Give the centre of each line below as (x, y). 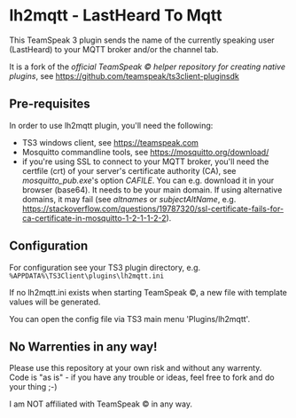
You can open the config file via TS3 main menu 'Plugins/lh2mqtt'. (130, 319)
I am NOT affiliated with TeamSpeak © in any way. (101, 404)
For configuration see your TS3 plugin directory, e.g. (105, 267)
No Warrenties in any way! (83, 347)
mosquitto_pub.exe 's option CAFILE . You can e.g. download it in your (148, 180)
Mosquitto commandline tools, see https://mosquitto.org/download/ (145, 152)
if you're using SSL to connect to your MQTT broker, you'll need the (145, 162)
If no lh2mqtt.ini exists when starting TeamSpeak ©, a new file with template (148, 292)
